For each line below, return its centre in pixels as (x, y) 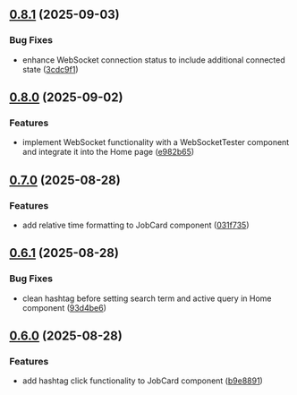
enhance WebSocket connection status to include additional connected (154, 60)
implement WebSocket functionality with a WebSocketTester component (156, 142)
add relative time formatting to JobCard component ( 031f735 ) (136, 225)
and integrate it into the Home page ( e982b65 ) (108, 152)
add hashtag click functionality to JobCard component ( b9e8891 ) (143, 381)
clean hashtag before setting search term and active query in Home (147, 298)
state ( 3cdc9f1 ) (50, 69)
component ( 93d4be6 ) (64, 307)
